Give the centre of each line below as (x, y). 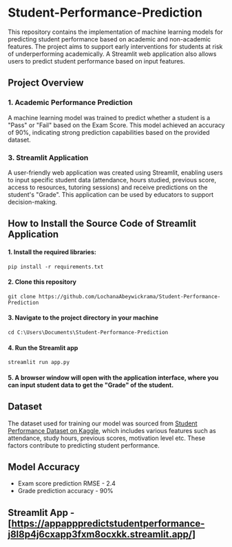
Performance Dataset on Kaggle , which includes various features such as (112, 430)
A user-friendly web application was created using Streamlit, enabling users (115, 172)
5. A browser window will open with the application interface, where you (113, 377)
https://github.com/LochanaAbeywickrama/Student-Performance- (129, 296)
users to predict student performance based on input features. (96, 61)
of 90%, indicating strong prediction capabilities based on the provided (109, 132)
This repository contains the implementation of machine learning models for (115, 32)
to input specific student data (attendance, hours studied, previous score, (112, 180)
